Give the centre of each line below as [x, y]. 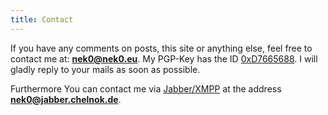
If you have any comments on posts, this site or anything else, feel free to [161, 48]
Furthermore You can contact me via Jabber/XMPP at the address [146, 88]
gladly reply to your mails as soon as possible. [105, 69]
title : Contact [42, 19]
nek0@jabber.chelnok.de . [66, 99]
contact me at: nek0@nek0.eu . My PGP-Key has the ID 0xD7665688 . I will [164, 58]
